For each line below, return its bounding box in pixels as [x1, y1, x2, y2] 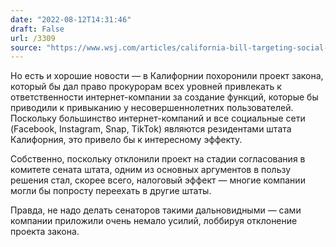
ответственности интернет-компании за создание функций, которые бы [10, 91, 319, 103]
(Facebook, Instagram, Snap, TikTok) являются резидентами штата [10, 123, 292, 135]
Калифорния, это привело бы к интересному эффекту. [10, 134, 243, 146]
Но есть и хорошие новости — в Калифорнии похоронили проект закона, [10, 70, 324, 82]
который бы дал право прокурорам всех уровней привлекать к [10, 81, 282, 93]
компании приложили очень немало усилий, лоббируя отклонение [10, 215, 298, 227]
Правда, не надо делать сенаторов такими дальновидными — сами [10, 204, 302, 216]
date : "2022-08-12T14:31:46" [10, 14, 132, 25]
